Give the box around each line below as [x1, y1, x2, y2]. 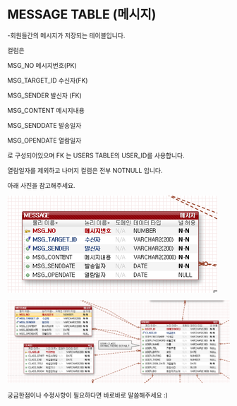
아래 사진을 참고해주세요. [7, 181, 75, 189]
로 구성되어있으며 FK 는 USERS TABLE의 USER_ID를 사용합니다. [7, 151, 185, 160]
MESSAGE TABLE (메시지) [7, 6, 157, 23]
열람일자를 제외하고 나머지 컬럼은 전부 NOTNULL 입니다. [7, 166, 163, 174]
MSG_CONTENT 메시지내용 [7, 106, 85, 114]
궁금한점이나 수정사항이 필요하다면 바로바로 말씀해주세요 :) [7, 391, 168, 400]
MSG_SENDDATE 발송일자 [7, 121, 82, 129]
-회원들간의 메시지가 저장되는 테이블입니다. [7, 31, 126, 40]
